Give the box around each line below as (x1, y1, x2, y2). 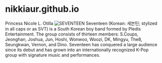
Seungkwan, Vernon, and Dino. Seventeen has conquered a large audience (5, 41, 158, 47)
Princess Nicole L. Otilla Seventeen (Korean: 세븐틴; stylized (5, 20, 158, 26)
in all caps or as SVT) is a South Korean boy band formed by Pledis (5, 26, 141, 31)
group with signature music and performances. (5, 52, 100, 58)
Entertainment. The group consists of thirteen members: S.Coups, (5, 31, 139, 37)
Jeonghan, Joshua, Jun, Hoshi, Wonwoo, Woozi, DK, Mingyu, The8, (5, 36, 143, 42)
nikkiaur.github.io (5, 3, 80, 15)
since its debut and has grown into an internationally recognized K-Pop (5, 47, 149, 53)
